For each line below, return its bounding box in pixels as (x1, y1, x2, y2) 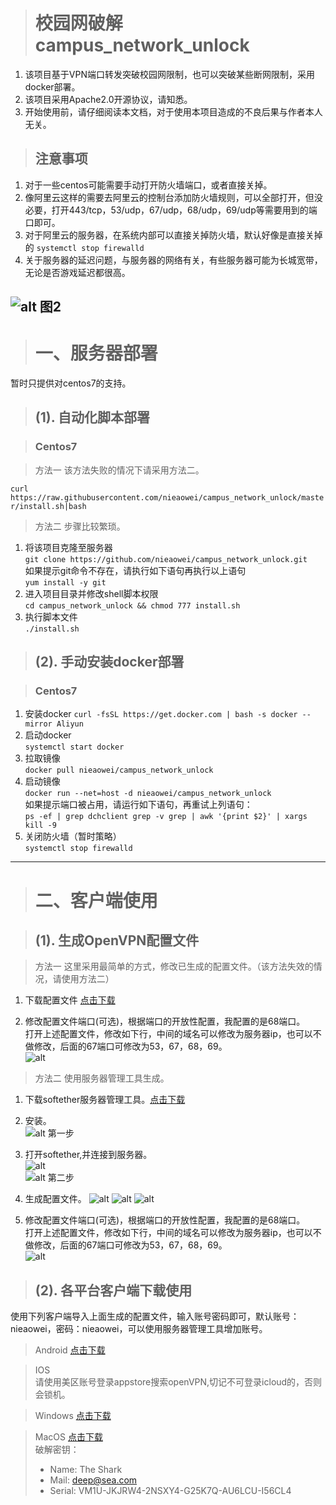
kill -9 (24, 820, 57, 831)
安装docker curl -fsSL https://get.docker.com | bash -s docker (24, 708, 298, 720)
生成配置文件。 (24, 1193, 87, 1205)
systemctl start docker (24, 742, 125, 753)
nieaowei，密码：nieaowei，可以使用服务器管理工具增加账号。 (10, 1323, 268, 1335)
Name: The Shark (49, 1464, 123, 1476)
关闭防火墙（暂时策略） (24, 830, 122, 843)
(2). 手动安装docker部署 (34, 654, 185, 671)
